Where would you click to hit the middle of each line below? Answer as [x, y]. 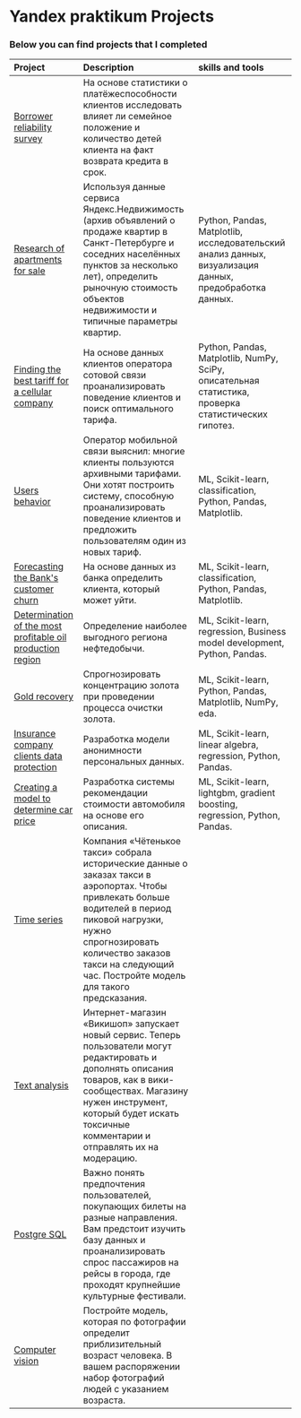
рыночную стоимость [130, 288]
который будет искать [131, 1113]
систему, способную [129, 497]
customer [34, 589]
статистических [233, 414]
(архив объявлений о [129, 220]
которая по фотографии [134, 1322]
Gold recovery [44, 696]
